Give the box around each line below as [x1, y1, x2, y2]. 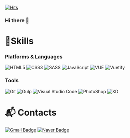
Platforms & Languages [5, 53, 63, 60]
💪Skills [5, 35, 34, 47]
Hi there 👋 [5, 17, 30, 24]
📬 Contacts [5, 107, 57, 118]
